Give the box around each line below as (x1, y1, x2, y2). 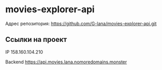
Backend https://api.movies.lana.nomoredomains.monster (5, 59, 127, 65)
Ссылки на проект (5, 35, 67, 44)
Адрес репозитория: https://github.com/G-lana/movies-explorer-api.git (5, 20, 157, 27)
